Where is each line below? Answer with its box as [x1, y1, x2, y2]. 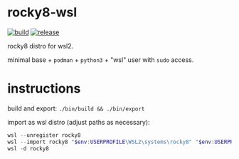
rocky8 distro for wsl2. [7, 41, 74, 50]
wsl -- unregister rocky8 [7, 131, 81, 139]
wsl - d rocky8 [7, 145, 50, 152]
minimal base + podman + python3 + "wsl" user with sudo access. [7, 55, 194, 64]
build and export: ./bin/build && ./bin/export [7, 104, 145, 113]
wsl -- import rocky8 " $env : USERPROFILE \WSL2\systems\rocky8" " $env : [7, 138, 215, 145]
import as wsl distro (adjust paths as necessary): [7, 118, 151, 126]
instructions [7, 81, 81, 97]
